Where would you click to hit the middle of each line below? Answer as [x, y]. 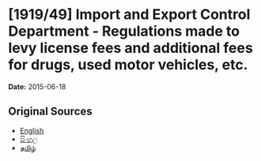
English [32, 130]
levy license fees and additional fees [130, 48]
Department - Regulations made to [124, 31]
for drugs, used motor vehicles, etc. [128, 65]
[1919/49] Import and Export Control [129, 15]
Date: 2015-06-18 [37, 86]
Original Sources [50, 112]
